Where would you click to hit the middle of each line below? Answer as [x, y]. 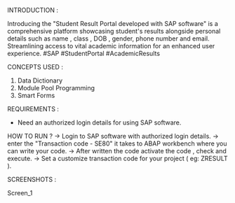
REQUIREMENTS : [33, 109]
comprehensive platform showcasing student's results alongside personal [114, 31]
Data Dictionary [40, 80]
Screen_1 [20, 193]
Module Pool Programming [56, 88]
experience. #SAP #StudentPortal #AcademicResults [83, 53]
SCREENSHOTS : [32, 179]
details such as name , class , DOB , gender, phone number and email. [108, 38]
